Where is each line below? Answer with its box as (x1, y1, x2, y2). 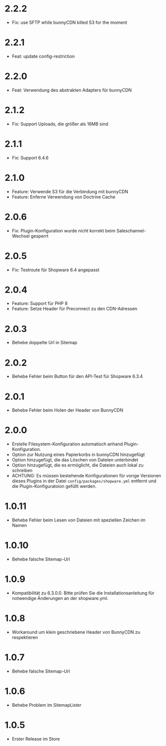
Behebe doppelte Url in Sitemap (11, 340, 78, 346)
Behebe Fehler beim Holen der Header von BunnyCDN (11, 407, 124, 413)
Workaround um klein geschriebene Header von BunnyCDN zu (11, 629, 140, 635)
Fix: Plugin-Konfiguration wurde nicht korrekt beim (11, 227, 115, 233)
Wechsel (11, 233, 30, 239)
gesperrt (31, 233, 49, 239)
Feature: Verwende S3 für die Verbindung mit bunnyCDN (11, 188, 129, 194)
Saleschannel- (116, 227, 146, 233)
